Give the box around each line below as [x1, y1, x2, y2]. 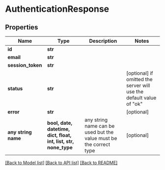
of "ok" [126, 101, 143, 107]
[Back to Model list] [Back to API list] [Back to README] [5, 160, 118, 166]
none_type [47, 144, 73, 151]
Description [89, 38, 117, 44]
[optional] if [126, 70, 153, 77]
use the [126, 88, 144, 95]
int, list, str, [47, 138, 74, 144]
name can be [84, 123, 115, 129]
